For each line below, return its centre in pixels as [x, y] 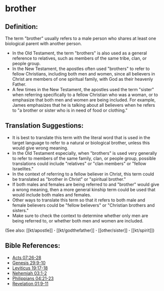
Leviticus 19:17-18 [30, 268]
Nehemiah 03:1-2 [30, 273]
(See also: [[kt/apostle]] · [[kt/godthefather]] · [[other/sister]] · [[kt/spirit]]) [80, 230]
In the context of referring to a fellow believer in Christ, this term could [83, 174]
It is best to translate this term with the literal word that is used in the [81, 137]
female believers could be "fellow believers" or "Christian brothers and [83, 205]
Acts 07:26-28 [27, 257]
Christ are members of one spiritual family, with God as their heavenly [82, 79]
